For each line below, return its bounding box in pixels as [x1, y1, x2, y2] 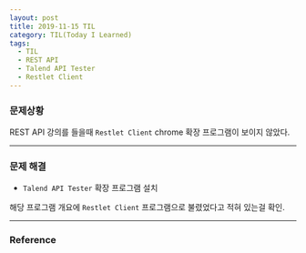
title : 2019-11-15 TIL [9, 22, 96, 31]
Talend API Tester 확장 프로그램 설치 [22, 183, 158, 194]
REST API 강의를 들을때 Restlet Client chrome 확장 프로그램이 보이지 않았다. [9, 126, 291, 137]
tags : [9, 38, 30, 48]
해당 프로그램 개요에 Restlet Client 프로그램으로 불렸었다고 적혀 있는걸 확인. [9, 202, 285, 213]
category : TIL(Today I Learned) [9, 30, 132, 39]
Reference [9, 234, 56, 247]
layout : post [9, 13, 59, 23]
